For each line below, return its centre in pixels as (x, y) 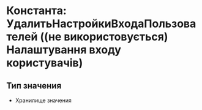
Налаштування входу (64, 50)
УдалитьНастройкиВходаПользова (101, 24)
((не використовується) (104, 37)
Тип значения (34, 86)
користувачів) (45, 63)
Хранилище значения (43, 100)
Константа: (37, 11)
